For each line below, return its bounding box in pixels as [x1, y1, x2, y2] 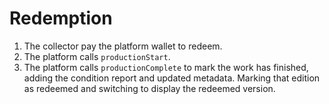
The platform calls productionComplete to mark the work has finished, [23, 61, 309, 73]
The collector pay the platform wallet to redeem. [23, 40, 223, 52]
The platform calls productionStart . [23, 50, 171, 62]
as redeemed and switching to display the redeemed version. [23, 82, 276, 94]
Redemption [9, 7, 113, 30]
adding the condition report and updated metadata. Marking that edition [23, 72, 321, 84]
